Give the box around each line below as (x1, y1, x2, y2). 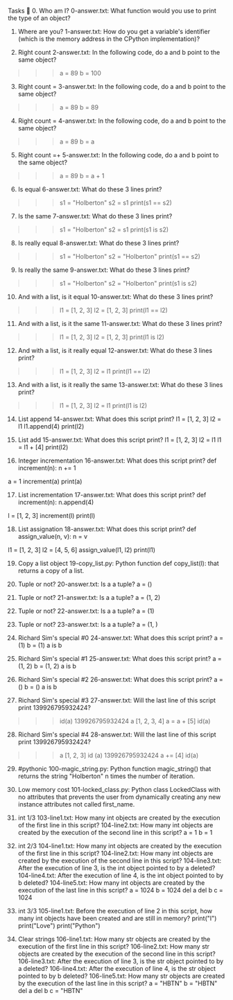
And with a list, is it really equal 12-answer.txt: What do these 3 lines (17, 347, 213, 354)
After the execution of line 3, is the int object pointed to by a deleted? (17, 864, 216, 872)
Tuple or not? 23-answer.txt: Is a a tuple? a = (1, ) (17, 621, 158, 628)
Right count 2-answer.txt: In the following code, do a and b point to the (17, 49, 221, 56)
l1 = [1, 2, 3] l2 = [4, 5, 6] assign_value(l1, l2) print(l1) (8, 546, 155, 554)
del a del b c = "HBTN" (17, 987, 83, 994)
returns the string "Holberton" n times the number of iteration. (17, 772, 195, 780)
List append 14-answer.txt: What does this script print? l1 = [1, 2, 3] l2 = (17, 415, 221, 423)
